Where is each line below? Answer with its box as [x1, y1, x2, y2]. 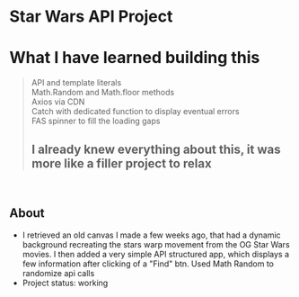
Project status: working [22, 277, 109, 288]
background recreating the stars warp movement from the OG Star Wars [22, 238, 290, 249]
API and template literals [31, 77, 122, 88]
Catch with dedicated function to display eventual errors [31, 106, 240, 117]
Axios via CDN [31, 96, 85, 107]
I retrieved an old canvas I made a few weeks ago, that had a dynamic [22, 229, 281, 240]
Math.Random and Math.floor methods [31, 87, 175, 98]
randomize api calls [22, 267, 95, 278]
